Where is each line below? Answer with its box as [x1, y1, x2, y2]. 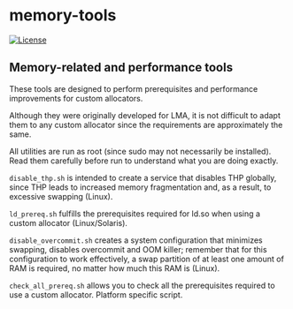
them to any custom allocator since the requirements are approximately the [9, 119, 283, 130]
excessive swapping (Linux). [9, 191, 113, 201]
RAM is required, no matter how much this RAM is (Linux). [9, 262, 220, 274]
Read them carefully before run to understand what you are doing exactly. [9, 155, 279, 166]
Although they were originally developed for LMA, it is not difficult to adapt [9, 109, 281, 120]
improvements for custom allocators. [9, 93, 143, 103]
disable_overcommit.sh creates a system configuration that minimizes [9, 235, 263, 245]
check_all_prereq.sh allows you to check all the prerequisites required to [9, 280, 276, 290]
